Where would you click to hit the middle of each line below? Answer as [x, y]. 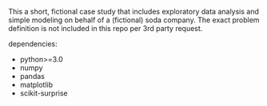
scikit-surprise [44, 93]
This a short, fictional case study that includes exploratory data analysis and [134, 12]
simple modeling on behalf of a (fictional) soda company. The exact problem [134, 20]
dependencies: [33, 44]
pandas [32, 76]
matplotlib [36, 84]
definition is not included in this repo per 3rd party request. [106, 28]
